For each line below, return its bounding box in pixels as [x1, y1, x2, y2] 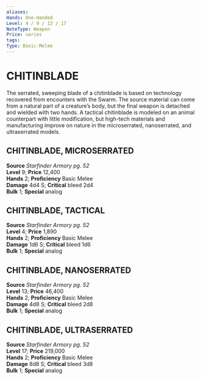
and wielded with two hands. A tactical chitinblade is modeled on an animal [6, 108, 195, 116]
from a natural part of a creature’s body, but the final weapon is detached [6, 102, 190, 110]
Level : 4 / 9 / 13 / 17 [6, 20, 67, 26]
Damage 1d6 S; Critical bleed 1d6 [6, 241, 91, 248]
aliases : [6, 9, 29, 15]
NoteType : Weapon [6, 26, 51, 32]
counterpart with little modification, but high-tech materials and [6, 115, 166, 122]
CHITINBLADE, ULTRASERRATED [6, 325, 133, 335]
